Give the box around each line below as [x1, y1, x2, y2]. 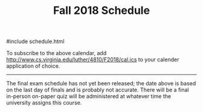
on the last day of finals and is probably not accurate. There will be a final [6, 86, 189, 94]
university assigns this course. [6, 99, 82, 107]
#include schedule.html [6, 38, 65, 45]
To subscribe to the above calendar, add [6, 50, 107, 57]
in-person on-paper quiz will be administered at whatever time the [6, 93, 171, 100]
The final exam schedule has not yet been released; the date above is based [6, 80, 196, 87]
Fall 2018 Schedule [53, 4, 150, 18]
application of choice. [6, 62, 60, 70]
